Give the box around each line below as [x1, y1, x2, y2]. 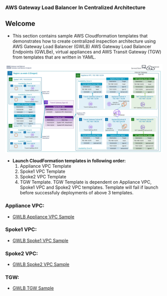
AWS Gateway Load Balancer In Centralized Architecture [5, 4, 146, 11]
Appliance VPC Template [19, 163, 71, 169]
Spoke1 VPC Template [19, 168, 65, 174]
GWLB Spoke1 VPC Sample [12, 237, 68, 243]
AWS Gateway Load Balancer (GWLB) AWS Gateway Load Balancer [12, 43, 151, 49]
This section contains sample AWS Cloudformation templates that [12, 33, 148, 39]
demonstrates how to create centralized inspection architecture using [12, 38, 156, 44]
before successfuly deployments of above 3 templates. [19, 190, 134, 196]
